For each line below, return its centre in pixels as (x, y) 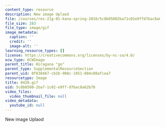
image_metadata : (22, 32)
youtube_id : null (27, 105)
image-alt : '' (24, 46)
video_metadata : (22, 101)
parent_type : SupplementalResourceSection (49, 69)
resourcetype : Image (26, 78)
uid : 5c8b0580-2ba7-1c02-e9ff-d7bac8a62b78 (50, 87)
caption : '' (22, 37)
